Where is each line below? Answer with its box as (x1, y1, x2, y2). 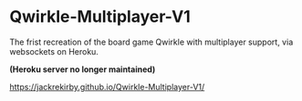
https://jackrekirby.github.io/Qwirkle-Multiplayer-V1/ (9, 81, 205, 92)
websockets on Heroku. (9, 45, 99, 56)
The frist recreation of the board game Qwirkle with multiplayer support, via (9, 36, 294, 47)
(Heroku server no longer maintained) (9, 64, 156, 75)
